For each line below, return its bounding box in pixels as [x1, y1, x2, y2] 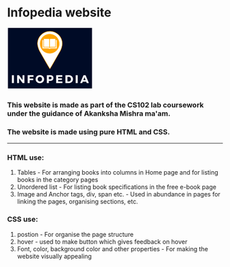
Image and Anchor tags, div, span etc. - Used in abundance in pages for [16, 190, 221, 199]
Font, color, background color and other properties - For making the [16, 244, 209, 253]
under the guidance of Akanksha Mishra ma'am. [7, 108, 171, 118]
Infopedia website [7, 5, 112, 21]
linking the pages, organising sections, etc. [16, 197, 138, 206]
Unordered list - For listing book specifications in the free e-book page [16, 183, 217, 191]
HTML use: [7, 153, 44, 162]
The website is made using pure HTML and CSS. [7, 127, 170, 136]
